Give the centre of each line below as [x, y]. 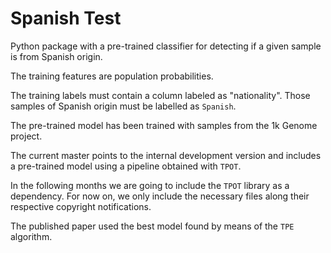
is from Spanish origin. [56, 56]
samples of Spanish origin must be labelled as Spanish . [123, 106]
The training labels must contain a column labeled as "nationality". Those [160, 95]
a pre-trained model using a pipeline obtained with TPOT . [126, 166]
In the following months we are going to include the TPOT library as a [150, 185]
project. [26, 136]
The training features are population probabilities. [112, 76]
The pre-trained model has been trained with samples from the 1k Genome [164, 125]
